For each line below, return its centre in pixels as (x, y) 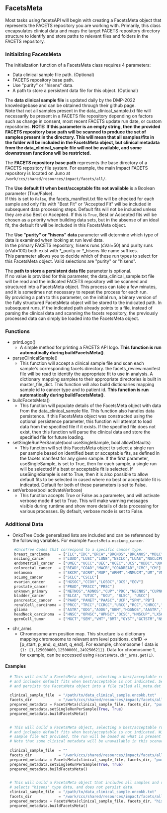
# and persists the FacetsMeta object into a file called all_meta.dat (85, 686)
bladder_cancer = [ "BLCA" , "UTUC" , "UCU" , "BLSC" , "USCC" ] (82, 596)
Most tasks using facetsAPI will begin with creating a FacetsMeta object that (83, 20)
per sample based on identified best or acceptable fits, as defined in (90, 453)
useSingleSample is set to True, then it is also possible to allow (84, 474)
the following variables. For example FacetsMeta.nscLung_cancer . (79, 540)
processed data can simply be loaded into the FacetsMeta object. (72, 318)
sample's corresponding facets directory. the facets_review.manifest (90, 369)
